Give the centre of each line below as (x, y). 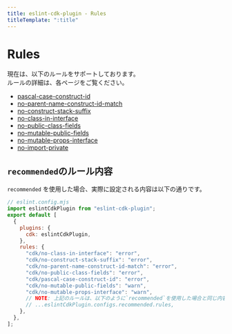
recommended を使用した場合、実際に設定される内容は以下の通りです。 (106, 189)
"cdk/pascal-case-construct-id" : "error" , (87, 279)
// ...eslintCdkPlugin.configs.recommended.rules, (100, 305)
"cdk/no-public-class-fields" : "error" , (84, 273)
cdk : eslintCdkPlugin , (58, 234)
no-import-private (43, 148)
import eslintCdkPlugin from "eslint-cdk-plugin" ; (81, 209)
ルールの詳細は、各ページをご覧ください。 (68, 83)
